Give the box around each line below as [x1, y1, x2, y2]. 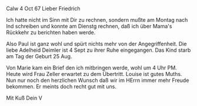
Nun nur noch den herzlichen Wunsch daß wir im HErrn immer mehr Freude [6, 77, 189, 84]
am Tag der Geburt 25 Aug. [6, 53, 72, 59]
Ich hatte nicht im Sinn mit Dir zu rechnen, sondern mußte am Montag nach [6, 16, 188, 23]
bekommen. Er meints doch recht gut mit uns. [6, 83, 116, 90]
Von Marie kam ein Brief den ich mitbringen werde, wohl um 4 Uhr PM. [6, 64, 178, 71]
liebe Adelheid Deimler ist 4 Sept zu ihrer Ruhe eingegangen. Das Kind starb [6, 47, 191, 54]
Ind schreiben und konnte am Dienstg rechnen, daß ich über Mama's [6, 23, 172, 29]
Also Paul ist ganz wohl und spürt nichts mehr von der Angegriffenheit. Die [6, 41, 187, 47]
